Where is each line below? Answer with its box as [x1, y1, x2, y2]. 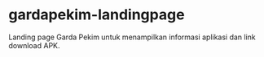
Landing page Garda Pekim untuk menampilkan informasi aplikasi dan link [8, 32, 257, 42]
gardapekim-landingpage [8, 6, 185, 24]
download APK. [8, 40, 60, 50]
